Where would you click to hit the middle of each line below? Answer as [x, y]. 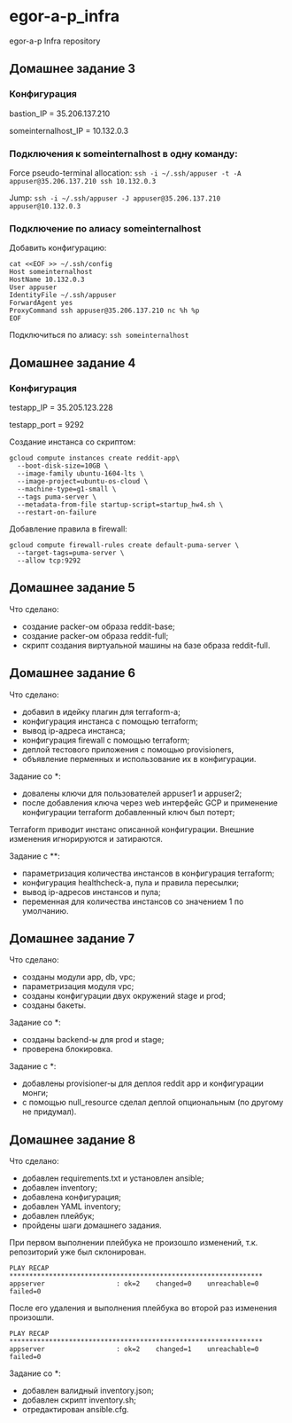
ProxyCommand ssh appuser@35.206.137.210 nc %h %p [104, 311]
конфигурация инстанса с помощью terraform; [110, 721]
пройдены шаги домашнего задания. [92, 1225]
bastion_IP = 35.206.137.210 [60, 114]
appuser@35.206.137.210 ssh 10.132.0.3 [83, 181]
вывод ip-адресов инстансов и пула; [91, 892]
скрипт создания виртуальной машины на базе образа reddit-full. [146, 645]
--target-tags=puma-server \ [71, 553]
